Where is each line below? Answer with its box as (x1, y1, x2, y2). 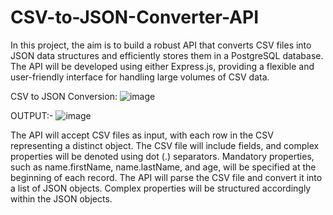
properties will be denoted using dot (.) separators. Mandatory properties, (10, 150, 315, 162)
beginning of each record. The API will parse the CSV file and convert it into (10, 171, 323, 183)
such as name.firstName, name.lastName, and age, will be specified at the (10, 161, 317, 173)
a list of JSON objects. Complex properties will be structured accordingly (10, 182, 312, 194)
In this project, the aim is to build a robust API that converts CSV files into (10, 39, 312, 51)
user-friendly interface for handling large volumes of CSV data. (10, 71, 270, 83)
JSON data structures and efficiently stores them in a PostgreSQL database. (10, 49, 324, 61)
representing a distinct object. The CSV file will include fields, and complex (10, 139, 320, 151)
